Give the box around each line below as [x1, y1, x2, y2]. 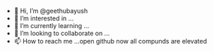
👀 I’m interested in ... [13, 14, 74, 22]
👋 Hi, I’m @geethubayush [13, 7, 88, 15]
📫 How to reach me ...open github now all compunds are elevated [13, 37, 207, 45]
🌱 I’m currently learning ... [13, 22, 90, 30]
